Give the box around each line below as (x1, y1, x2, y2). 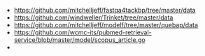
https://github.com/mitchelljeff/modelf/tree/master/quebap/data (13, 21, 198, 29)
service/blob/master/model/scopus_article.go (13, 36, 146, 44)
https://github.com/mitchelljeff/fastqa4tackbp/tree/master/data (13, 6, 196, 14)
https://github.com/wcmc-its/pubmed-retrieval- (13, 28, 152, 36)
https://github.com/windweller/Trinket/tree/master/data (13, 13, 174, 22)
